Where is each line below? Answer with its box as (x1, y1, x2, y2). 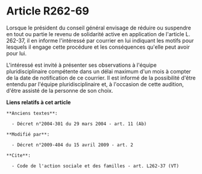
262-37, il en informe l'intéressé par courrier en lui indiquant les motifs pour (6, 37, 194, 44)
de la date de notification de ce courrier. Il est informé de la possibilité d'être (6, 74, 196, 81)
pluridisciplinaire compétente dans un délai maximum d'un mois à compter (6, 67, 191, 75)
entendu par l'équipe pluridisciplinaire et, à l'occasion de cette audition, (6, 80, 184, 88)
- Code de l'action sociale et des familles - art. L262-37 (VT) (11, 163, 180, 169)
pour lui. (6, 49, 27, 57)
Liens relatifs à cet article (6, 98, 71, 106)
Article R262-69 (6, 4, 89, 18)
